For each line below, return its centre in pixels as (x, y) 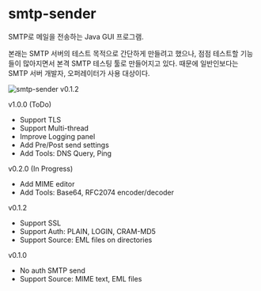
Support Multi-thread (54, 128)
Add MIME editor (47, 183)
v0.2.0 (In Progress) (41, 168)
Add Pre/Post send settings (64, 145)
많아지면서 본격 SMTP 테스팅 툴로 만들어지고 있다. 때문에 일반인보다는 (130, 63)
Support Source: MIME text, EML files (81, 278)
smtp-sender (52, 14)
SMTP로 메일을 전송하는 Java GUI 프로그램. (76, 36)
